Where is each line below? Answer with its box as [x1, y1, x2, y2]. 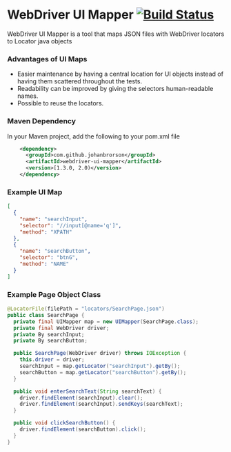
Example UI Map [7, 187, 63, 196]
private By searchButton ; [13, 338, 88, 345]
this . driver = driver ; [19, 356, 85, 363]
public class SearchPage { [7, 311, 85, 318]
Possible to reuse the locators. [17, 99, 104, 107]
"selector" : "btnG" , [19, 254, 79, 261]
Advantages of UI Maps [7, 54, 88, 63]
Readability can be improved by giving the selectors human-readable [17, 85, 214, 93]
